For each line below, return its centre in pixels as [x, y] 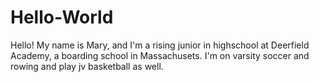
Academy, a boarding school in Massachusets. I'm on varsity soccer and [160, 55]
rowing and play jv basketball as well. [87, 66]
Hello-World [62, 17]
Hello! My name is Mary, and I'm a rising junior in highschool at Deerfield [160, 45]
